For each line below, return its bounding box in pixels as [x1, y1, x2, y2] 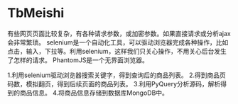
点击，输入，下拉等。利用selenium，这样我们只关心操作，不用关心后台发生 [7, 47, 227, 55]
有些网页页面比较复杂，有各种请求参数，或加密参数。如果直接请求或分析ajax [7, 29, 231, 37]
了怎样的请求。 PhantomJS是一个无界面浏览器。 [7, 55, 149, 64]
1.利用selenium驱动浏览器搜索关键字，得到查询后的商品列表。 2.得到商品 [7, 71, 220, 79]
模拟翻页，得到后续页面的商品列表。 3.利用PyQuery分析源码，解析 [26, 79, 221, 88]
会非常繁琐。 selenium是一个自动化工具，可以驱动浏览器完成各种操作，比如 [7, 37, 229, 47]
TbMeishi [7, 5, 65, 21]
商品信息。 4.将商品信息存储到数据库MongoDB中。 [19, 88, 169, 97]
